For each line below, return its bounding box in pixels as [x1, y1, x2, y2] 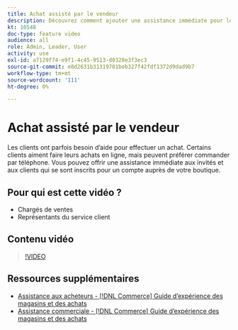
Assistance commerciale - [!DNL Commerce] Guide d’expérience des [17, 307, 220, 315]
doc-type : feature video [7, 30, 81, 38]
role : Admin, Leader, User [7, 43, 87, 50]
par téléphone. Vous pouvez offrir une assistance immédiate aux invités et [7, 158, 224, 167]
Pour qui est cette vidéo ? [7, 186, 122, 199]
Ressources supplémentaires [7, 273, 140, 285]
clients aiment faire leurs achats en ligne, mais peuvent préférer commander [7, 150, 230, 160]
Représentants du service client [17, 213, 110, 221]
